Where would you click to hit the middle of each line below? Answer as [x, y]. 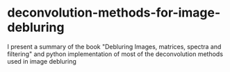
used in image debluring [42, 61]
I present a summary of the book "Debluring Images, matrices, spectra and [114, 46]
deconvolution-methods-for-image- [114, 13]
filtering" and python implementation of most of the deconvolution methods [115, 54]
